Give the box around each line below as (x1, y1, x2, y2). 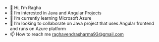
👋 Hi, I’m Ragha (9, 5, 41, 10)
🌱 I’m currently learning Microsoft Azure (9, 15, 92, 21)
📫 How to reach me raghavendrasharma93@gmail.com (9, 31, 124, 37)
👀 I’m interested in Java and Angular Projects (9, 10, 102, 16)
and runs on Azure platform (9, 26, 66, 32)
